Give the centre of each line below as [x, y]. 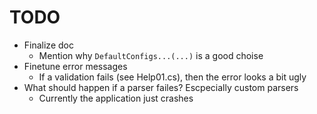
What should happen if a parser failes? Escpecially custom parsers [161, 87]
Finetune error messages [75, 66]
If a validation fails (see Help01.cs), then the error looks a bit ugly [172, 77]
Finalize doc [48, 45]
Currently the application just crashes [116, 98]
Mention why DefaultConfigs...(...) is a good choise [151, 55]
